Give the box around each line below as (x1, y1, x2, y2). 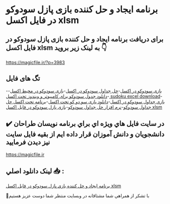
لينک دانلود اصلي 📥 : (6, 167, 64, 175)
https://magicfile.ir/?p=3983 (6, 60, 65, 65)
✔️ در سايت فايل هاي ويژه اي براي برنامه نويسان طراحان (6, 119, 165, 128)
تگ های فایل (6, 74, 40, 83)
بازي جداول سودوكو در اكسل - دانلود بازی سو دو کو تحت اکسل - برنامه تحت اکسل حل (6, 98, 165, 105)
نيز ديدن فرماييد (6, 138, 50, 146)
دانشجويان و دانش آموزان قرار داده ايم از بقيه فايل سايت (6, 130, 165, 139)
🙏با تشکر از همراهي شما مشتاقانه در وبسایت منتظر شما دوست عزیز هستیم (6, 193, 150, 199)
